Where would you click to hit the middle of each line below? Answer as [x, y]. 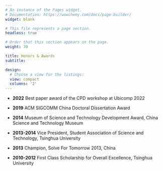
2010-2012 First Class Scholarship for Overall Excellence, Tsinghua [82, 158]
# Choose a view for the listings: [47, 74]
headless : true [21, 33]
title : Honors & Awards [30, 56]
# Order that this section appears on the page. [57, 42]
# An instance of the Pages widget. [44, 10]
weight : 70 [17, 47]
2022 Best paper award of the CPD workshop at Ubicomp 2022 [78, 98]
